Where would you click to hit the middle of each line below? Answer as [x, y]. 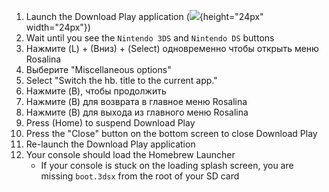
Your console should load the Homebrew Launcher [130, 154]
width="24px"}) [58, 27]
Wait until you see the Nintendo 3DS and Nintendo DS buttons [150, 38]
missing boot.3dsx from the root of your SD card [140, 176]
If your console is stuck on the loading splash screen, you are [167, 165]
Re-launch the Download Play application [110, 144]
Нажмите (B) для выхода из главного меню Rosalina [137, 112]
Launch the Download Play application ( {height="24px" [144, 16]
